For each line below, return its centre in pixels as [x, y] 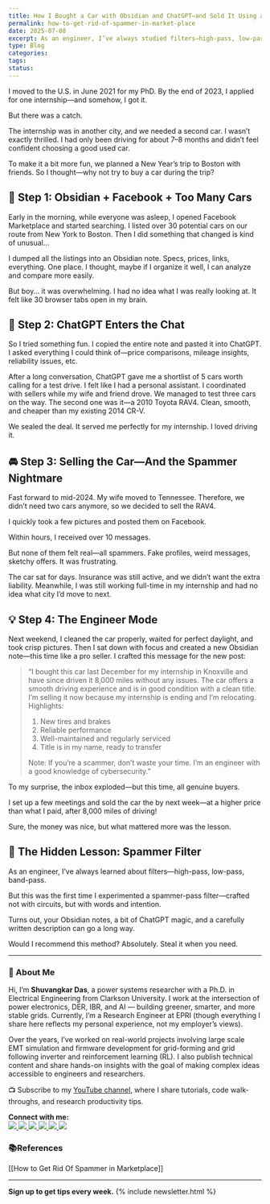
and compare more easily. [51, 275]
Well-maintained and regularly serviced [105, 739]
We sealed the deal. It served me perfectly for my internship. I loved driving [133, 427]
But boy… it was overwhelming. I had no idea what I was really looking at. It [133, 291]
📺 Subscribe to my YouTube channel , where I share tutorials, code [119, 1090]
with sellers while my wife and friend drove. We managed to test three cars [132, 394]
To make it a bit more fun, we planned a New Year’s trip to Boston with [125, 163]
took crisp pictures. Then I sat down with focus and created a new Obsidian [133, 648]
